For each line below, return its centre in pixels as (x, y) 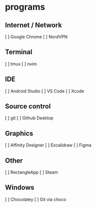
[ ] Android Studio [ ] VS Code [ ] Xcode (45, 91)
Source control (28, 106)
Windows (20, 188)
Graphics (19, 133)
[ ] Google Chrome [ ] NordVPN (36, 37)
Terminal (19, 52)
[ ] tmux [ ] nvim (21, 64)
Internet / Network (33, 25)
